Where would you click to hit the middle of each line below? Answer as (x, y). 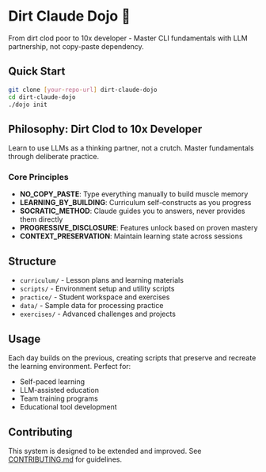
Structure (32, 261)
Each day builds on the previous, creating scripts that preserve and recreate (132, 358)
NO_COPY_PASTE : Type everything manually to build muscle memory (134, 194)
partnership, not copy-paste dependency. (76, 46)
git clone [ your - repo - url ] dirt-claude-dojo (83, 89)
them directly (41, 219)
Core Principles (38, 177)
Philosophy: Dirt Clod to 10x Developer (105, 129)
